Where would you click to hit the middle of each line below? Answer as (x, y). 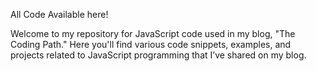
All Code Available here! (59, 14)
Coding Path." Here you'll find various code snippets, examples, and (151, 44)
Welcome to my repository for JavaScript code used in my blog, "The (153, 33)
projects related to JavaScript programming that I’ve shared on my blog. (158, 55)
